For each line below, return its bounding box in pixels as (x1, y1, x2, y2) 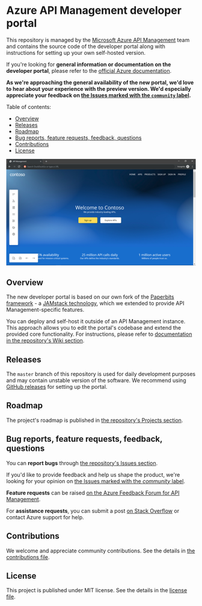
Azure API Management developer (6, 4, 182, 17)
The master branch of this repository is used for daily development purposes (6, 371, 196, 378)
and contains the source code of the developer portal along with (6, 43, 165, 50)
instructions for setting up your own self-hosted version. (6, 49, 146, 56)
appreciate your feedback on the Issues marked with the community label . (6, 91, 191, 99)
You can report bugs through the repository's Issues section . (6, 459, 158, 466)
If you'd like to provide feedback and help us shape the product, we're (6, 471, 180, 478)
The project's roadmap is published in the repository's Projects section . (6, 416, 183, 424)
